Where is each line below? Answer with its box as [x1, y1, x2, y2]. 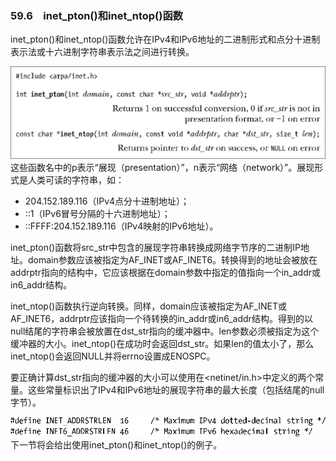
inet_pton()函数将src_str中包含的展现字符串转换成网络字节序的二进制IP [10, 241, 301, 253]
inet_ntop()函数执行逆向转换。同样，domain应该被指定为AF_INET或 [10, 300, 287, 312]
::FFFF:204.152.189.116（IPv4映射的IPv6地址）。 [24, 220, 219, 232]
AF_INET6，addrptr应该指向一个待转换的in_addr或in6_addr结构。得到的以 [10, 312, 313, 324]
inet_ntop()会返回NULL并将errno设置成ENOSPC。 [10, 350, 216, 362]
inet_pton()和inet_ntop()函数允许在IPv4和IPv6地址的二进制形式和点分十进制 [10, 33, 321, 46]
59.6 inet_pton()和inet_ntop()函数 [10, 8, 184, 22]
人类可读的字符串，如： [27, 173, 125, 186]
